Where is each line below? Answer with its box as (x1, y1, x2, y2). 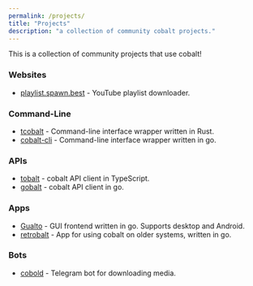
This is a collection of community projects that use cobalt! (8, 49, 202, 59)
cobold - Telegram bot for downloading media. (19, 268, 177, 278)
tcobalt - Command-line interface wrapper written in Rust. (19, 126, 215, 136)
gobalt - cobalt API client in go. (19, 182, 124, 192)
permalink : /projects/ (8, 11, 85, 20)
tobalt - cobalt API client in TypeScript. (19, 173, 150, 183)
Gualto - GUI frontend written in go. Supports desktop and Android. (19, 220, 245, 231)
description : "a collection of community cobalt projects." (8, 27, 217, 35)
